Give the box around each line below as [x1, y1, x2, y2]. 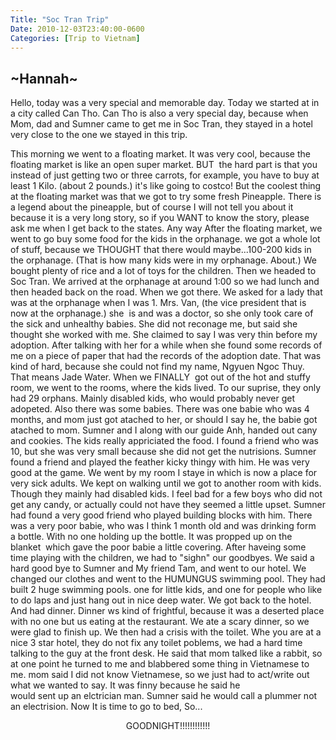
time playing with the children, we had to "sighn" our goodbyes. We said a [10, 552, 315, 564]
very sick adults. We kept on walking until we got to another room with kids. [10, 477, 322, 490]
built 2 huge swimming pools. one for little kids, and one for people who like [10, 584, 323, 596]
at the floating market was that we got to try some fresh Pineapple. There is [10, 191, 322, 203]
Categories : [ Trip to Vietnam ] [10, 33, 141, 43]
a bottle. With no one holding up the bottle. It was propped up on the [10, 531, 293, 543]
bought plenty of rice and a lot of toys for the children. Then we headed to [10, 265, 317, 277]
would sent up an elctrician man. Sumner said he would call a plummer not [10, 690, 318, 702]
